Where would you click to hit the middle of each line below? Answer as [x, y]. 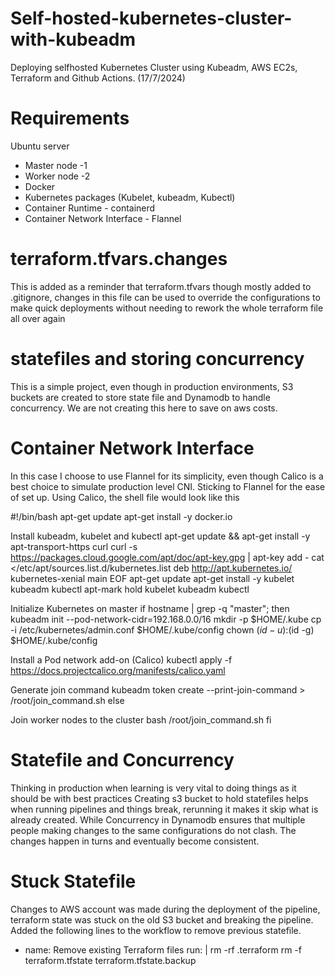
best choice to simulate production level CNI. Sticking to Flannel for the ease [168, 486]
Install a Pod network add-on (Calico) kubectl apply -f [121, 659]
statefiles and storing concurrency [157, 359]
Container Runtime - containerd [90, 208]
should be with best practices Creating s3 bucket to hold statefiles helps [159, 798]
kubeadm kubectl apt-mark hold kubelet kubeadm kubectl [130, 589]
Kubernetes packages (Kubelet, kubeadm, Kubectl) [130, 197]
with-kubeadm [73, 39]
